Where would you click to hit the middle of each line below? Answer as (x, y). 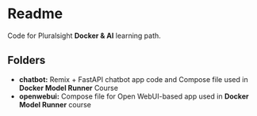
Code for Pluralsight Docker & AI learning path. (84, 36)
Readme (35, 14)
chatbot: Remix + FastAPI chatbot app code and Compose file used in (133, 79)
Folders (27, 60)
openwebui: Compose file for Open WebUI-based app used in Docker (134, 96)
